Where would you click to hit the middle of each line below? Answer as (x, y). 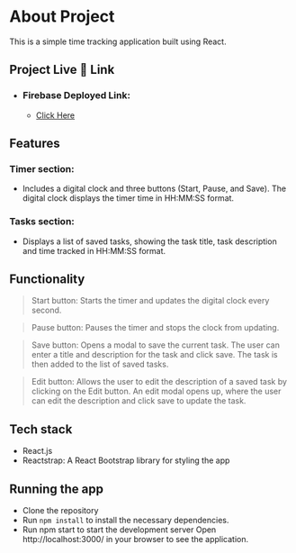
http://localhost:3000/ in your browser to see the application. (135, 539)
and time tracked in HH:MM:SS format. (94, 250)
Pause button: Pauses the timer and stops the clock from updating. (155, 328)
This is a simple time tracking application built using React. (118, 41)
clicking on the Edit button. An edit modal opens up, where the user (156, 391)
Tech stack (41, 429)
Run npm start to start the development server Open (119, 530)
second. (46, 310)
